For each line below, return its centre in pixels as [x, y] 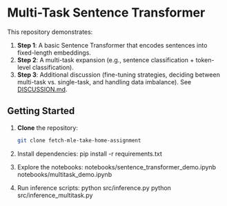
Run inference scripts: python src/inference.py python [94, 187]
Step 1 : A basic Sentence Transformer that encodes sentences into [112, 45]
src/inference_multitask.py [55, 195]
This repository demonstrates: [50, 32]
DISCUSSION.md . [42, 89]
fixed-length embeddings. [54, 53]
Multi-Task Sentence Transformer [106, 13]
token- [205, 59]
